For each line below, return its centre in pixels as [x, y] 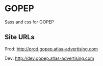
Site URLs [20, 37]
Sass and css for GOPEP [29, 22]
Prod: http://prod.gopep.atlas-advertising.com [51, 49]
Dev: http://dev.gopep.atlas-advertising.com [49, 58]
